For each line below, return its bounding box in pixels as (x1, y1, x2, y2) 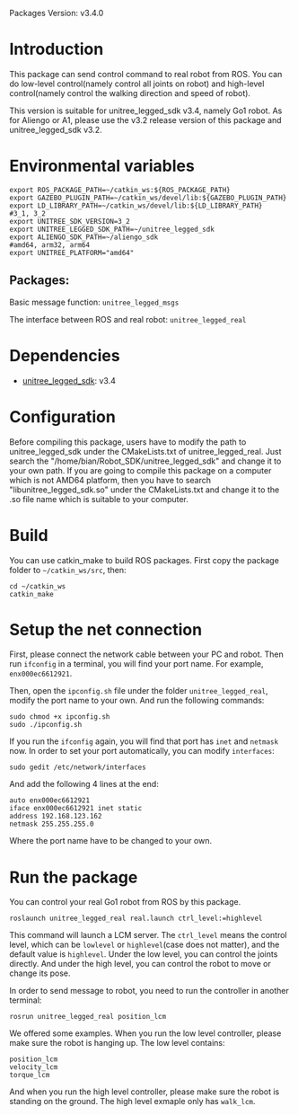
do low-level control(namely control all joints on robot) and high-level (9, 78, 265, 89)
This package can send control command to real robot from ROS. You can (9, 68, 283, 79)
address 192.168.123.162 (9, 812, 102, 821)
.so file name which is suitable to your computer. (9, 493, 188, 504)
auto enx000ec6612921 (9, 796, 91, 805)
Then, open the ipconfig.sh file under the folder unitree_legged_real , (9, 686, 268, 696)
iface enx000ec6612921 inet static (9, 804, 143, 813)
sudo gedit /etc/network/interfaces (9, 763, 146, 772)
